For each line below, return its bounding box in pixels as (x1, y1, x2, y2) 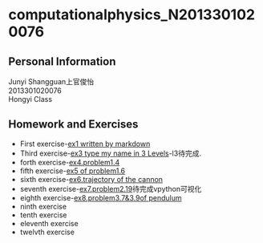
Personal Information (8, 55, 116, 68)
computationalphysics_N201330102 (8, 6, 255, 24)
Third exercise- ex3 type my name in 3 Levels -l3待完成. (19, 148, 202, 158)
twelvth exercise (19, 227, 75, 237)
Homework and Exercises (8, 118, 139, 132)
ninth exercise (19, 201, 67, 211)
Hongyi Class (8, 95, 53, 103)
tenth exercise (19, 210, 67, 220)
